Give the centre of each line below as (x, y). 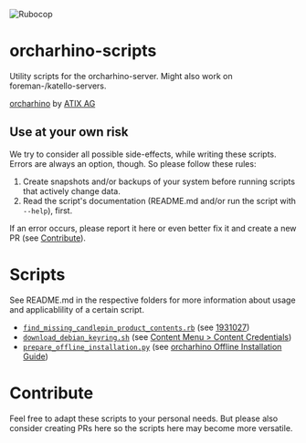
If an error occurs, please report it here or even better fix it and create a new (153, 228)
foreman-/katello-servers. (58, 86)
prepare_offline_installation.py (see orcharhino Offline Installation (152, 346)
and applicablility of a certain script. (77, 309)
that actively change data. (71, 191)
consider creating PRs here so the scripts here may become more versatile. (151, 428)
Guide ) (35, 356)
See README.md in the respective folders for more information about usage (153, 300)
